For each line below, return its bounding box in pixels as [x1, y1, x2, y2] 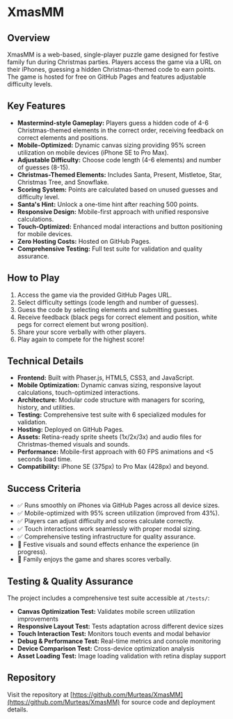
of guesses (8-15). [17, 163, 70, 171]
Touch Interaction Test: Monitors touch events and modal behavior [17, 630, 211, 638]
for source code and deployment [121, 697, 216, 706]
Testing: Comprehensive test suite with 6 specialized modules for [17, 410, 207, 419]
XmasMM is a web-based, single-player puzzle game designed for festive [7, 50, 219, 59]
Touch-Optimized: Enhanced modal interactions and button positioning [17, 222, 223, 231]
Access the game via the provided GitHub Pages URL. [17, 291, 172, 299]
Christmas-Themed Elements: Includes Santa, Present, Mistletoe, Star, [17, 170, 223, 178]
